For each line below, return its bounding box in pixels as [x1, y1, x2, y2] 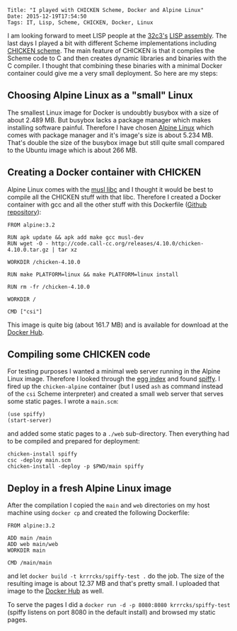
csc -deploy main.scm [7, 457, 71, 464]
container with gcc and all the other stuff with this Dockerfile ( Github [7, 200, 207, 209]
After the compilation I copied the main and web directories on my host [7, 501, 210, 509]
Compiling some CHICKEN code [7, 349, 151, 361]
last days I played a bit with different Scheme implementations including [7, 39, 217, 47]
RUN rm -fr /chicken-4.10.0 [7, 283, 91, 290]
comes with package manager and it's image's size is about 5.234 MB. [7, 131, 214, 139]
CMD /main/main [7, 560, 52, 567]
